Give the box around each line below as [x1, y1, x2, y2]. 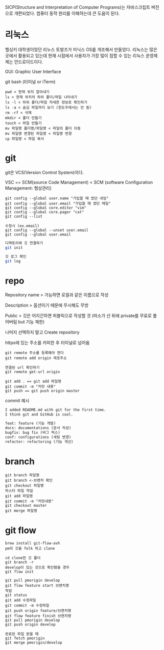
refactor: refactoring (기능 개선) [5, 439, 73, 444]
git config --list [5, 214, 43, 219]
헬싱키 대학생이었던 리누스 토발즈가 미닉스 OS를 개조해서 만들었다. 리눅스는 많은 [5, 46, 158, 52]
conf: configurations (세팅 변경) [5, 435, 71, 440]
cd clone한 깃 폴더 [5, 556, 41, 561]
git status [5, 593, 27, 598]
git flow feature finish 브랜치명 [5, 614, 71, 619]
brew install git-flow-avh [5, 541, 60, 546]
